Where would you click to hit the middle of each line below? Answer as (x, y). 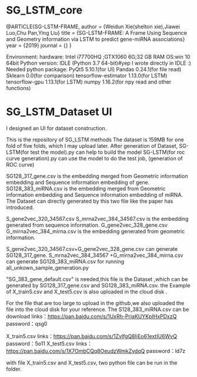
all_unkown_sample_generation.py (48, 267)
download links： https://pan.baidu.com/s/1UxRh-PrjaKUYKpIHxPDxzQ (91, 316)
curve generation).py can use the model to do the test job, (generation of (95, 158)
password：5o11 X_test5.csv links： (49, 343)
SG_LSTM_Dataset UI (59, 112)
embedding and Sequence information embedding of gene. (78, 182)
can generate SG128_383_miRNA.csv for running (65, 261)
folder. (14, 369)
